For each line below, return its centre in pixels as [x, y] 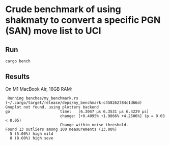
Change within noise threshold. [94, 125]
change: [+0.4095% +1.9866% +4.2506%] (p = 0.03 [112, 116]
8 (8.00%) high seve [32, 138]
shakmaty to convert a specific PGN [83, 20]
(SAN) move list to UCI [53, 31]
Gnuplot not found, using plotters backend [52, 107]
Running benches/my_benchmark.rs [43, 98]
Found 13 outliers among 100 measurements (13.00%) [61, 129]
